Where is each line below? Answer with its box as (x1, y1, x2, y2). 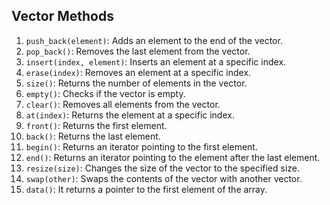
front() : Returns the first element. (25, 119, 168, 131)
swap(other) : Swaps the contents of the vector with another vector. (25, 172, 303, 184)
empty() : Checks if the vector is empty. (25, 87, 186, 99)
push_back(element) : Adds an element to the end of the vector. (25, 34, 283, 46)
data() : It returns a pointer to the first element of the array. (25, 183, 268, 195)
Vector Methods (11, 8, 114, 25)
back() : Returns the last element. (25, 130, 161, 142)
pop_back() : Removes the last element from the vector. (25, 45, 251, 57)
